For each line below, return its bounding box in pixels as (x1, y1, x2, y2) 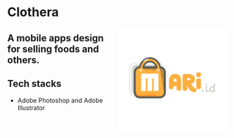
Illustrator (17, 104, 46, 112)
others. (7, 54, 40, 66)
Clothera (7, 4, 60, 20)
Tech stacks (7, 78, 62, 90)
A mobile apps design (7, 32, 104, 44)
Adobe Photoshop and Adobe (17, 96, 104, 105)
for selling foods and (7, 43, 99, 55)
